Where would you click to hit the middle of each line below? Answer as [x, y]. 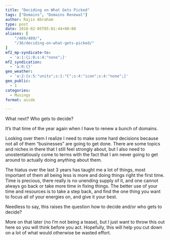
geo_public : [18, 81]
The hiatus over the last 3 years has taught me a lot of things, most [75, 170]
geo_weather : [19, 72]
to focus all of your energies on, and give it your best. [61, 197]
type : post [17, 24]
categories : [18, 90]
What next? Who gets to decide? [39, 119]
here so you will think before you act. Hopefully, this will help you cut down [84, 227]
